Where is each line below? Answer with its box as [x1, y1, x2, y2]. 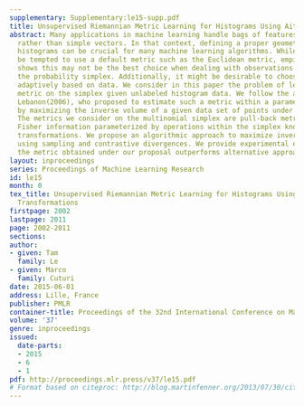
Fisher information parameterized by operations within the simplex [17, 123, 281, 132]
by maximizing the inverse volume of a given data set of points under [17, 106, 294, 115]
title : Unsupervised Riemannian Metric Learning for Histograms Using [9, 22, 281, 31]
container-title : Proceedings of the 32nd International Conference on [9, 307, 285, 316]
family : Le [17, 257, 59, 267]
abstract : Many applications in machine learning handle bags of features [9, 30, 298, 39]
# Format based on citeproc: [9, 383, 119, 392]
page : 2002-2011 [9, 223, 71, 232]
